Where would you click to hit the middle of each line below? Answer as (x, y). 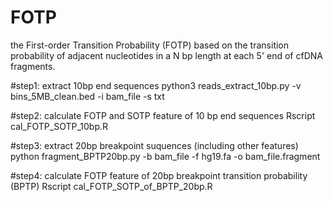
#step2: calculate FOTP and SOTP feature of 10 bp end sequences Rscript (163, 115)
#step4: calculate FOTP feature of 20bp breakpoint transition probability (159, 175)
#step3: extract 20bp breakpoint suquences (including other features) (154, 145)
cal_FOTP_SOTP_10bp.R (59, 126)
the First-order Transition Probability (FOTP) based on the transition (150, 45)
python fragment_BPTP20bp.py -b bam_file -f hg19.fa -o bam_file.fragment (165, 156)
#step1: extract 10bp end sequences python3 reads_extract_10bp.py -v (156, 85)
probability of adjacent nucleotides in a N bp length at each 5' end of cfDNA (166, 55)
